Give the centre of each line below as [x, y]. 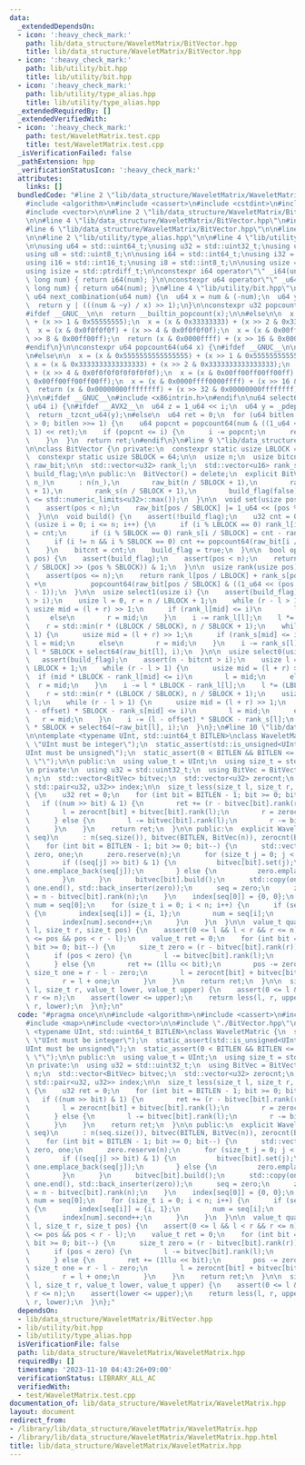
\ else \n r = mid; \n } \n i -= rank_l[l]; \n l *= [160, 618]
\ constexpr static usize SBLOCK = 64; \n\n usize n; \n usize [150, 457]
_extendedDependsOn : [56, 26]
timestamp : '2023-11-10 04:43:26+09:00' [95, 1370]
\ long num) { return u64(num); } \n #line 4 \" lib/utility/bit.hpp [154, 288]
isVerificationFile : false [69, 1345]
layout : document [42, 1412]
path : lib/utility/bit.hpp [77, 69]
